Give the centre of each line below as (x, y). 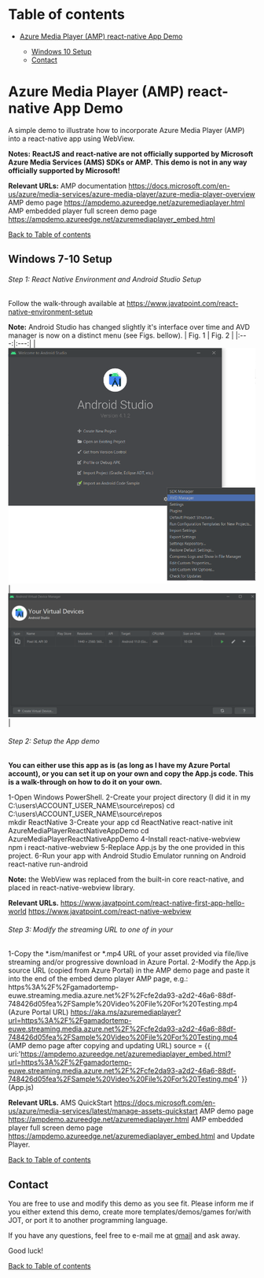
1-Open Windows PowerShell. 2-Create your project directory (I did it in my (130, 797)
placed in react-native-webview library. (71, 888)
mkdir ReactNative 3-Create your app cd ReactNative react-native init (121, 822)
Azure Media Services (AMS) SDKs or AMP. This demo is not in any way (128, 162)
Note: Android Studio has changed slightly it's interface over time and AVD (129, 327)
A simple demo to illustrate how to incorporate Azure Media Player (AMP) (126, 130)
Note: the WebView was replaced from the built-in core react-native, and (126, 880)
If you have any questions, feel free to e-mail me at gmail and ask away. (124, 1236)
